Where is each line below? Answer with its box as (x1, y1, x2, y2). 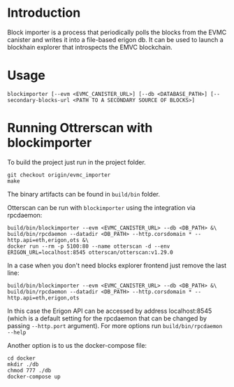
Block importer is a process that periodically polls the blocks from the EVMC (7, 28, 227, 36)
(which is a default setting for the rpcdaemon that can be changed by (7, 314, 207, 323)
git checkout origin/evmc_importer (7, 171, 111, 178)
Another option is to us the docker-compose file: (7, 341, 147, 349)
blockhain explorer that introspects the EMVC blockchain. (7, 43, 173, 51)
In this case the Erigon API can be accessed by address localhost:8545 (7, 307, 212, 315)
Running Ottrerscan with (7, 120, 153, 136)
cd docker (7, 355, 36, 362)
